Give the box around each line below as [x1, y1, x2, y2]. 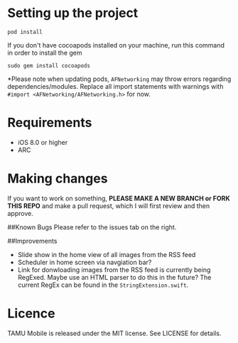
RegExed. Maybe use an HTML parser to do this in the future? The [17, 273, 212, 281]
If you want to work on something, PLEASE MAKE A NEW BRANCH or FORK [7, 194, 231, 202]
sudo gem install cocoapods [7, 62, 91, 69]
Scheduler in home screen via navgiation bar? [17, 258, 152, 266]
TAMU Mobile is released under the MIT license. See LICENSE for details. [7, 329, 222, 337]
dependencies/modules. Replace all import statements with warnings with [7, 82, 224, 90]
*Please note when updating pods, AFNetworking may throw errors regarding [7, 75, 232, 83]
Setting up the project [7, 5, 139, 21]
